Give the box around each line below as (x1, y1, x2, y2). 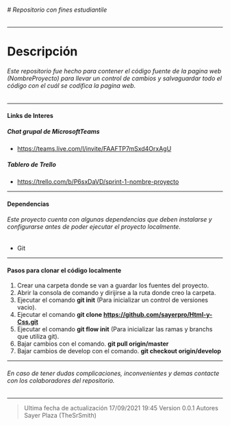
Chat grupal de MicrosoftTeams (7, 127, 101, 135)
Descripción (7, 44, 78, 60)
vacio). (16, 303, 37, 311)
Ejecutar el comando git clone (16, 311, 103, 319)
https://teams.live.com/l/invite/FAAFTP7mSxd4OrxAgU (16, 145, 172, 153)
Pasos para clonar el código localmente (7, 266, 122, 274)
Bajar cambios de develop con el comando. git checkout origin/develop (16, 347, 221, 355)
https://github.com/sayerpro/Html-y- (103, 311, 213, 319)
